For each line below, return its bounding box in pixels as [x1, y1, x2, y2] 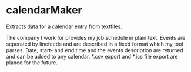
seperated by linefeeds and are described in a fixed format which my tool [6, 40, 183, 47]
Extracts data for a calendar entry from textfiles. [6, 23, 122, 30]
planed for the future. [6, 59, 58, 66]
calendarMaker [6, 4, 82, 17]
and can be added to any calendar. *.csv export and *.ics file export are [6, 53, 178, 60]
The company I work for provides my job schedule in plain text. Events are [6, 34, 186, 41]
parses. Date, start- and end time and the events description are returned [6, 46, 184, 53]
